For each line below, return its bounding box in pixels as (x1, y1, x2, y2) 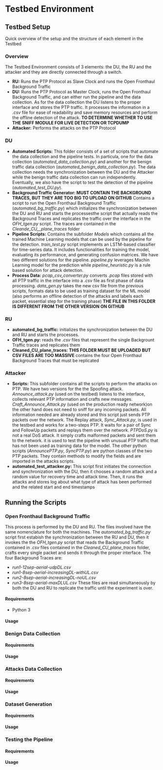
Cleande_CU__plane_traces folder (12, 226, 80, 232)
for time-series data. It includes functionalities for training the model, (12, 247, 150, 252)
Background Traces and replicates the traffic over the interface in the (12, 215, 151, 221)
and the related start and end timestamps (12, 484, 95, 490)
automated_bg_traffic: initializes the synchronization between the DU (12, 326, 153, 332)
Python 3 (12, 607, 31, 613)
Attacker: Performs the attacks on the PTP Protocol (12, 125, 116, 131)
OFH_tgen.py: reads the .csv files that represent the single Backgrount (12, 337, 155, 342)
